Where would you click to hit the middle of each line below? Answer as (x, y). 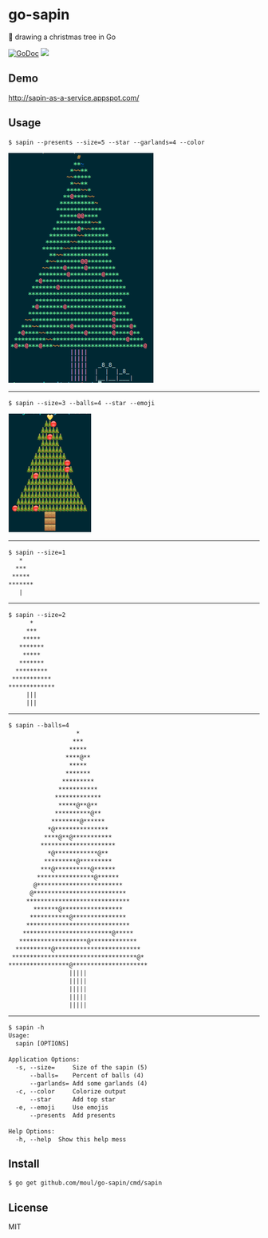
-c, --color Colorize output (71, 1091)
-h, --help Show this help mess (71, 1139)
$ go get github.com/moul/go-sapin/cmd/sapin (85, 1183)
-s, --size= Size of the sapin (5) (82, 1067)
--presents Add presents (72, 1115)
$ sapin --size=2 (37, 615)
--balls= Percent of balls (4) (87, 1075)
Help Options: (32, 1131)
